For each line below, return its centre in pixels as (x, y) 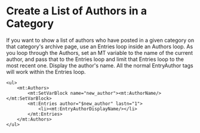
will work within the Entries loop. (46, 72)
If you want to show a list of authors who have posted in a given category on (100, 40)
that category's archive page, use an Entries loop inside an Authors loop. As (100, 47)
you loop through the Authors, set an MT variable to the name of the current (99, 52)
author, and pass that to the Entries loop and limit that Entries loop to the (95, 59)
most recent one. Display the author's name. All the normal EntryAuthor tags (100, 65)
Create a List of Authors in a (77, 11)
